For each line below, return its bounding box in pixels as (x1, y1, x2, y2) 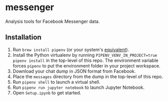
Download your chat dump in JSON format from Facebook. (12, 68, 136, 74)
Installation (5, 33, 42, 42)
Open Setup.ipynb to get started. (12, 89, 81, 95)
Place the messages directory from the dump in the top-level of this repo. (12, 73, 163, 80)
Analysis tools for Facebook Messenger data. (5, 18, 100, 24)
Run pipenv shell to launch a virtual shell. (12, 79, 100, 85)
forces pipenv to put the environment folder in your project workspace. (12, 62, 161, 69)
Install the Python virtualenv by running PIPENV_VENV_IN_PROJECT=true (12, 52, 157, 58)
